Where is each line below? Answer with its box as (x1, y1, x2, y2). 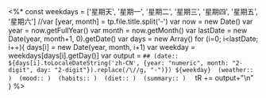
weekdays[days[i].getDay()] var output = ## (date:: (8, 51, 179, 60)
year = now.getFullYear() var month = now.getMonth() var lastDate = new (8, 26, 248, 35)
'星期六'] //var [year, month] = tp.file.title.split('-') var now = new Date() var (8, 17, 253, 26)
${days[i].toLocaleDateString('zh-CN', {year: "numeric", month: (8, 59, 229, 67)
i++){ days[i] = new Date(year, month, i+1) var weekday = (8, 43, 196, 51)
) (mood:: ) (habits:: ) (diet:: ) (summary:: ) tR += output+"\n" (8, 73, 254, 82)
